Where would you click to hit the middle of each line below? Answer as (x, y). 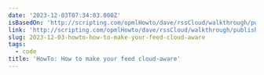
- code (26, 52)
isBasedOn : (26, 23)
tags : (17, 45)
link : (17, 30)
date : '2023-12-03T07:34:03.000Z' (65, 15)
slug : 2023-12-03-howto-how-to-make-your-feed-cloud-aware (107, 37)
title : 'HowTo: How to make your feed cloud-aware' (94, 59)
